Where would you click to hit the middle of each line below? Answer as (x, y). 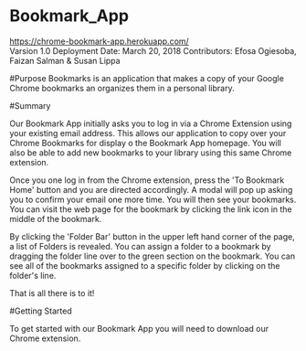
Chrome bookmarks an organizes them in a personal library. (122, 88)
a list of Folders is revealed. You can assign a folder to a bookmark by (140, 246)
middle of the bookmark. (56, 218)
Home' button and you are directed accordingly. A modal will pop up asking (151, 189)
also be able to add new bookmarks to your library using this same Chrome (151, 153)
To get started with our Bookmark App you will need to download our (139, 328)
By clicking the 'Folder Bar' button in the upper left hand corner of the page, (152, 236)
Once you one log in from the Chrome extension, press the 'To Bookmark (147, 180)
